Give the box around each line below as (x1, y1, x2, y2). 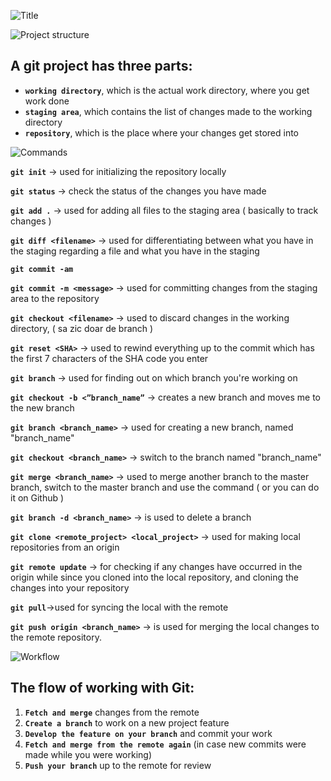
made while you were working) (24, 748, 153, 760)
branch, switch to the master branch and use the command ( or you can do (10, 481, 320, 493)
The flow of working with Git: (10, 680, 195, 697)
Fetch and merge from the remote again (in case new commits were (24, 738, 307, 750)
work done (24, 95, 70, 107)
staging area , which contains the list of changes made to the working (24, 105, 313, 117)
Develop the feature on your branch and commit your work (24, 727, 273, 739)
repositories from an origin (10, 541, 120, 553)
